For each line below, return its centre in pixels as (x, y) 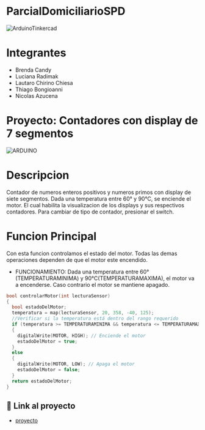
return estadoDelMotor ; (42, 381)
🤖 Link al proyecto (41, 406)
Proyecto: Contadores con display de (102, 121)
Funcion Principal (52, 236)
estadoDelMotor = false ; (49, 370)
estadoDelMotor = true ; (48, 341)
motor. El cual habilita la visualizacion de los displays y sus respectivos (95, 205)
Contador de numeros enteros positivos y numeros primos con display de (99, 192)
